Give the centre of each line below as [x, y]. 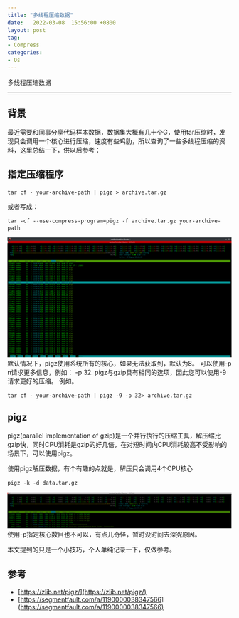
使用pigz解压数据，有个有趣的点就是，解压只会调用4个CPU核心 [100, 468]
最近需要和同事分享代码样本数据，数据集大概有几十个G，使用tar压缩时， [113, 132]
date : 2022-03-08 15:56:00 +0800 [62, 22]
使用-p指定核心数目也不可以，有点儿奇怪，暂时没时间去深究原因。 [104, 534]
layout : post [27, 30]
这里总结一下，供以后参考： [60, 150]
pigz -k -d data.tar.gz [43, 483]
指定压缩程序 [36, 175]
